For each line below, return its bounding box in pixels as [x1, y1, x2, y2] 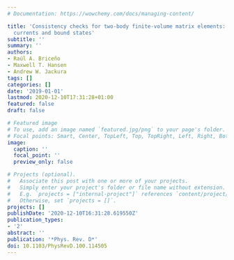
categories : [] [7, 81, 52, 88]
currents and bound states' [13, 29, 95, 36]
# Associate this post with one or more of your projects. [7, 178, 189, 185]
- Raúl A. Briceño [7, 55, 61, 63]
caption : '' [13, 146, 49, 153]
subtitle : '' [7, 36, 45, 43]
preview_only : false [13, 158, 73, 166]
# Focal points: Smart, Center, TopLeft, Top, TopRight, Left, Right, [7, 132, 217, 139]
